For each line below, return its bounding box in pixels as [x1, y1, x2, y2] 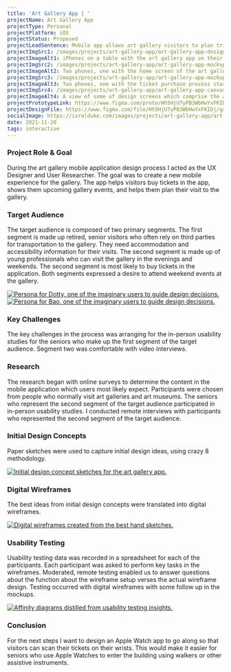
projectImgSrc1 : [7, 49, 54, 56]
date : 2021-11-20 [7, 118, 57, 126]
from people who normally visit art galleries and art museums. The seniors [7, 392, 218, 400]
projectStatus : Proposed [7, 36, 78, 43]
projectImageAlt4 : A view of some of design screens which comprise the [7, 94, 220, 100]
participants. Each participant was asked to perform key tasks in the [7, 561, 200, 570]
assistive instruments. [7, 658, 69, 666]
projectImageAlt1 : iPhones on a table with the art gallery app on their [7, 55, 223, 62]
